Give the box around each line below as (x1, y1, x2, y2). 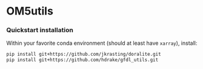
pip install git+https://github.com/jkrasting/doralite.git (6, 51, 162, 57)
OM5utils (6, 4, 53, 18)
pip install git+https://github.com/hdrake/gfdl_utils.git (6, 57, 159, 63)
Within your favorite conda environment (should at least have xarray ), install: (6, 39, 198, 47)
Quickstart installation (6, 26, 74, 34)
